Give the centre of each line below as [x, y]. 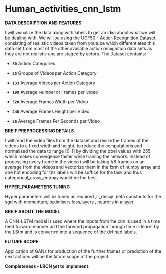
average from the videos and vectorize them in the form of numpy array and [83, 167]
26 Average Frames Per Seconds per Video [56, 121]
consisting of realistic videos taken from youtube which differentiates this [80, 43]
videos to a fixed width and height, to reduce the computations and [74, 146]
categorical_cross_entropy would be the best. [52, 177]
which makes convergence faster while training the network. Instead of [78, 156]
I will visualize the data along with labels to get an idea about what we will [80, 32]
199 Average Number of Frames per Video [55, 92]
